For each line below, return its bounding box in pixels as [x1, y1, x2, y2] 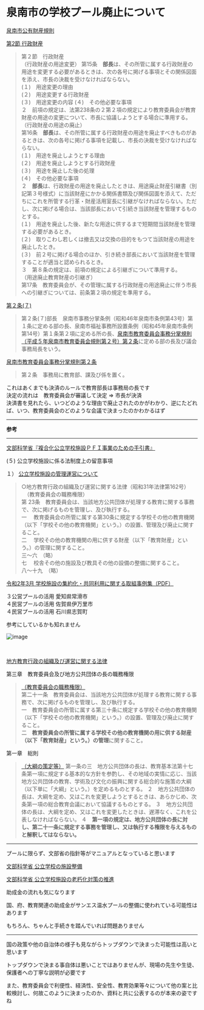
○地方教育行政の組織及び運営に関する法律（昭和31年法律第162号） [21, 482, 189, 490]
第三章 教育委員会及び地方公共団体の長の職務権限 [6, 670, 134, 677]
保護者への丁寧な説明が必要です [6, 969, 86, 976]
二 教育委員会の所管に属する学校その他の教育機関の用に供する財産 [21, 729, 192, 736]
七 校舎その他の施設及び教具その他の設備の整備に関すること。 [21, 559, 183, 567]
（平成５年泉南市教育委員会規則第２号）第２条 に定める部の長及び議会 [21, 337, 197, 345]
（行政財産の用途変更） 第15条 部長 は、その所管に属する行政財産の [21, 60, 193, 68]
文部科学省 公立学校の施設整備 [6, 863, 83, 870]
